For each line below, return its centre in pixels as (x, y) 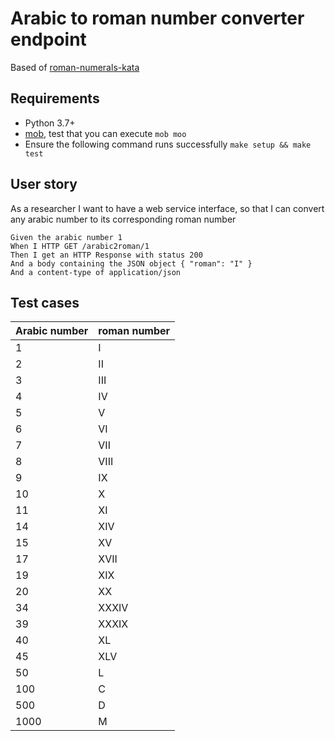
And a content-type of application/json (96, 272)
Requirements (55, 98)
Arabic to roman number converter (157, 18)
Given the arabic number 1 (66, 237)
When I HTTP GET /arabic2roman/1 (80, 246)
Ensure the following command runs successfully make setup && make (168, 144)
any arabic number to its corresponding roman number (123, 219)
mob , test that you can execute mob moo (105, 133)
